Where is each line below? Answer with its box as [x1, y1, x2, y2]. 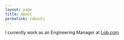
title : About [5, 12, 32, 17]
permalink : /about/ [5, 16, 46, 21]
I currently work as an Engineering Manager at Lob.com [5, 30, 119, 36]
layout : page [5, 7, 32, 12]
